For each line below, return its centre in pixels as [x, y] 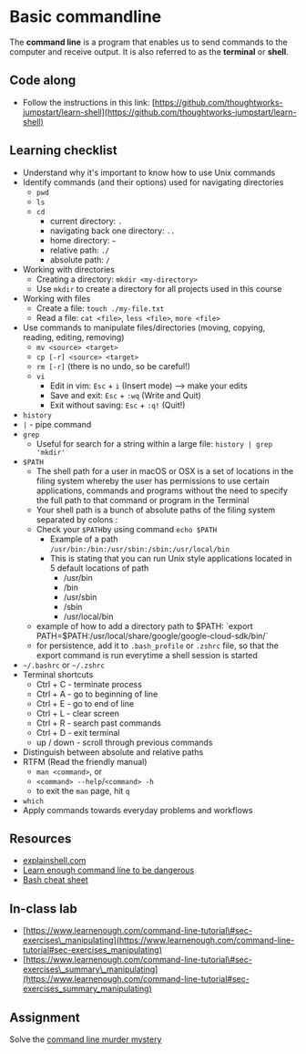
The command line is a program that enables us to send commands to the [149, 42]
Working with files [56, 298]
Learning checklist [63, 151]
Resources [41, 838]
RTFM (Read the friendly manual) [85, 761]
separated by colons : [77, 519]
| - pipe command [57, 424]
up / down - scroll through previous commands [124, 742]
